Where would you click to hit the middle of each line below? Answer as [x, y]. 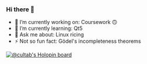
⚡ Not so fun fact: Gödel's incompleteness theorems [78, 41]
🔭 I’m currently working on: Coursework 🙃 [66, 22]
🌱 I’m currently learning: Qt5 [49, 28]
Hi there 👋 [20, 9]
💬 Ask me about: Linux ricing [49, 35]
